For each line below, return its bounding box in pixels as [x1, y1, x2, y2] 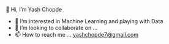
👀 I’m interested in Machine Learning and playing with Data [14, 18, 163, 24]
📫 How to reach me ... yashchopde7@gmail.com [14, 31, 139, 38]
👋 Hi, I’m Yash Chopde [6, 6, 62, 13]
